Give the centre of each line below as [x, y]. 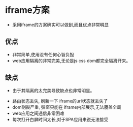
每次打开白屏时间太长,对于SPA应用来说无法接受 [60, 119]
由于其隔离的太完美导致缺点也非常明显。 [53, 90]
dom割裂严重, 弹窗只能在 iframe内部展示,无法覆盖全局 [67, 107]
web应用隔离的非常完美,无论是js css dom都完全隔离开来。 [71, 61]
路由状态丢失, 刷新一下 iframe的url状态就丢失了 [60, 101]
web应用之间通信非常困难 [38, 113]
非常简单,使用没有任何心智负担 [43, 54]
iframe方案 [28, 10]
